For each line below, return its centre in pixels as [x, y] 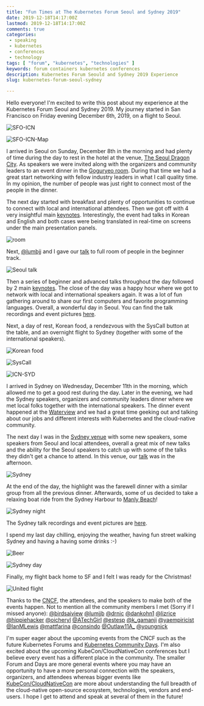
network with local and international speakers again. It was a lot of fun [94, 295]
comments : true [26, 29]
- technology [26, 57]
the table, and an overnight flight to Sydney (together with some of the [95, 333]
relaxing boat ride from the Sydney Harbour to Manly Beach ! [82, 499]
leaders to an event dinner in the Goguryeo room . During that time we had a [101, 171]
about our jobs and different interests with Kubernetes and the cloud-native [101, 419]
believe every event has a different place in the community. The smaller [96, 658]
